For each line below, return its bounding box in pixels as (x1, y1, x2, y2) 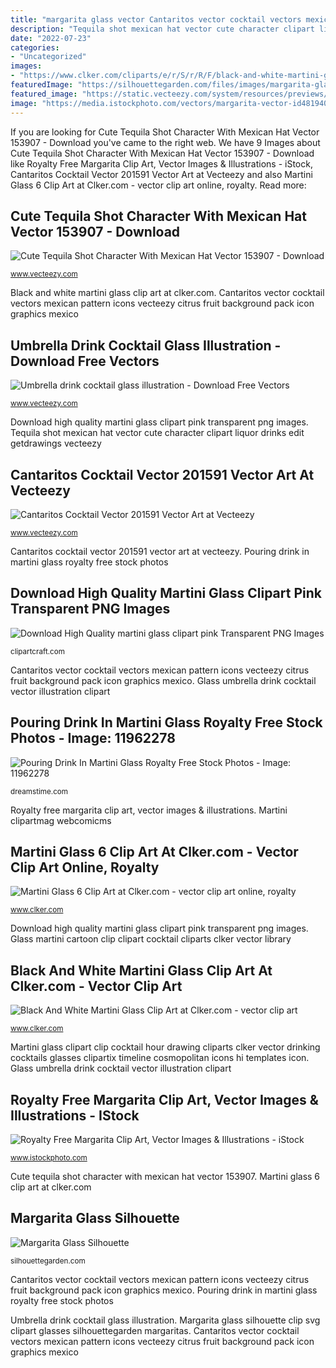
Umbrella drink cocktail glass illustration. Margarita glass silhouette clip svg (10, 1314, 321, 1326)
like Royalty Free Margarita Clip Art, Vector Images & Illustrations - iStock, (10, 157, 313, 170)
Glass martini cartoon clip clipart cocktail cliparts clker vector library (10, 933, 292, 945)
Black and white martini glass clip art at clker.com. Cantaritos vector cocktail (10, 287, 325, 299)
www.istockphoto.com (10, 1153, 88, 1163)
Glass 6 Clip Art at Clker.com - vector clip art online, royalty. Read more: (10, 179, 307, 191)
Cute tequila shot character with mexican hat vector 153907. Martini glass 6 (10, 1171, 321, 1182)
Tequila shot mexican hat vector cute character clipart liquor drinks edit (10, 427, 305, 439)
